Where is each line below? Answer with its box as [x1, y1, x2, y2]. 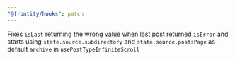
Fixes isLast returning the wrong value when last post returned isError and [7, 30, 229, 38]
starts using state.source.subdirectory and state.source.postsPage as [7, 37, 216, 46]
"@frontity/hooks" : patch [7, 10, 84, 18]
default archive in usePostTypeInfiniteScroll [7, 44, 140, 53]
